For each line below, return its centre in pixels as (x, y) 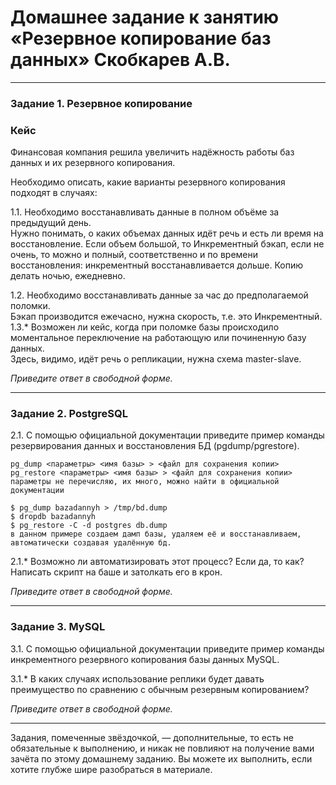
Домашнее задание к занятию (145, 17)
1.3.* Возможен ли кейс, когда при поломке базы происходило (145, 327)
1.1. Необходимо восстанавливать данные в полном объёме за (145, 212)
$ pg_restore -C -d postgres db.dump (89, 526)
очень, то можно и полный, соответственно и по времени (134, 255)
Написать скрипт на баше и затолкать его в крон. (116, 572)
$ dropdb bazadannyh (53, 517)
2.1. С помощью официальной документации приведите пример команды (167, 435)
